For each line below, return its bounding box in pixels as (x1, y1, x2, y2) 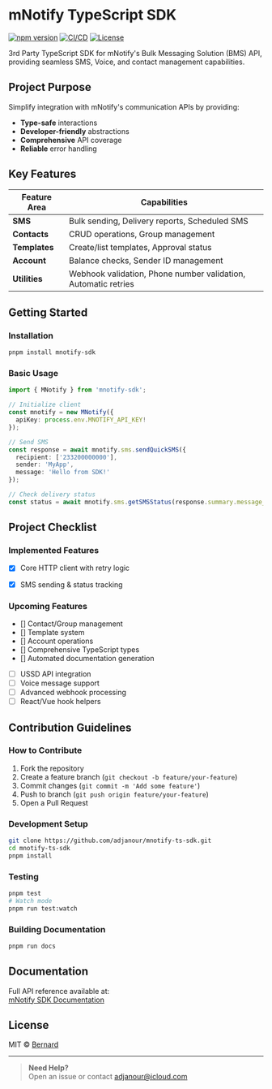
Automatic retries (68, 278, 135, 289)
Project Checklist (8, 521, 97, 534)
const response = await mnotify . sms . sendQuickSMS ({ (8, 445, 186, 454)
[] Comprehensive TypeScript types (19, 644, 140, 655)
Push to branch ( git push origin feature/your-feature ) (19, 789, 209, 799)
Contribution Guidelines (8, 720, 132, 734)
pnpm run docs (8, 942, 57, 950)
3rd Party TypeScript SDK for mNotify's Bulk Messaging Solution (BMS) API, (8, 48, 262, 58)
